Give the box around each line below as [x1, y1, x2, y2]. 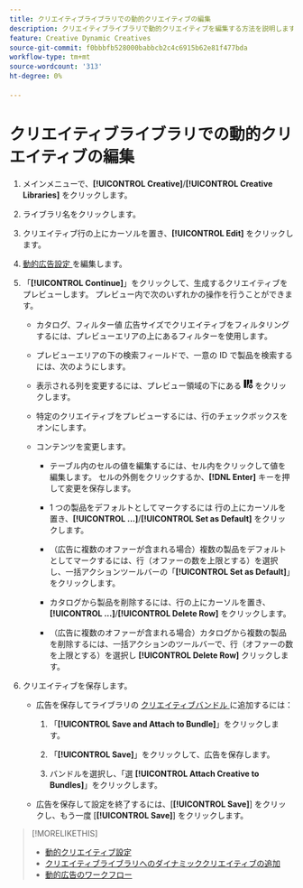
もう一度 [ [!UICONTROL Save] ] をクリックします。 [60, 809, 249, 820]
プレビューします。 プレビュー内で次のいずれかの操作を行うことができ [22, 289, 286, 300]
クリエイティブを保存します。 [22, 680, 133, 690]
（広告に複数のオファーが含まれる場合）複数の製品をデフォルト [49, 543, 287, 554]
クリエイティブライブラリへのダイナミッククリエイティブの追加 [44, 857, 281, 868]
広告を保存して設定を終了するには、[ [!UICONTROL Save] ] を [35, 799, 263, 809]
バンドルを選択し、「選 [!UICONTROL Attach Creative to [49, 768, 260, 779]
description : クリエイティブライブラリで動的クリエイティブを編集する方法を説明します [9, 23, 296, 33]
